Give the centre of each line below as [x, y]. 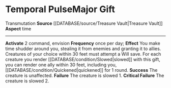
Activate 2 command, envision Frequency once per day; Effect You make [83, 43]
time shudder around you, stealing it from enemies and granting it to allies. [83, 49]
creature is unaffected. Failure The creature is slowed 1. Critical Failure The [85, 75]
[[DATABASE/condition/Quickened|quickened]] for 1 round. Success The [81, 70]
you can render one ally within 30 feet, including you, [61, 65]
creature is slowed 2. [27, 81]
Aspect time [18, 28]
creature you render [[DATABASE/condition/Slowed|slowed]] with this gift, [83, 59]
